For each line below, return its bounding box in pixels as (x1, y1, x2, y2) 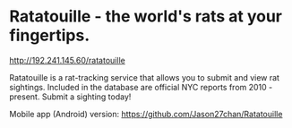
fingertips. (9, 25, 90, 46)
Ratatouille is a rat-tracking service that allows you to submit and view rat (9, 72, 280, 82)
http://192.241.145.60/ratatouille (9, 55, 125, 65)
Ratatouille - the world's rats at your (9, 6, 282, 27)
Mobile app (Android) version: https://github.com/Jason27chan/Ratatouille (9, 108, 283, 119)
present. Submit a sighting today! (9, 91, 132, 102)
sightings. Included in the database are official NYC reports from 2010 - (9, 81, 273, 92)
